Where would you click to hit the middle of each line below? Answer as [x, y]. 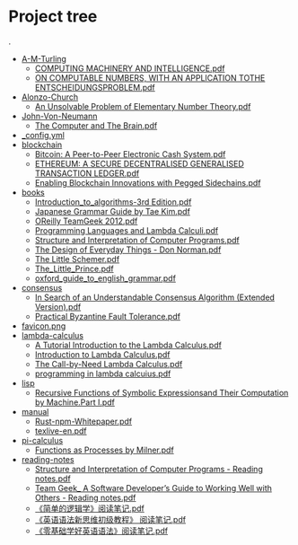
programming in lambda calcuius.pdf [103, 374]
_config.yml [43, 135]
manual [35, 411]
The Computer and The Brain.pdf [96, 125]
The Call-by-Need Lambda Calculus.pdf [109, 364]
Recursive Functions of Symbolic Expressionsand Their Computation [162, 392]
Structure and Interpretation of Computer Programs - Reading [149, 469]
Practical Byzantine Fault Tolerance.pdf [108, 316]
